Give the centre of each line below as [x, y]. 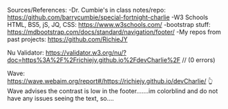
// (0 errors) [199, 60]
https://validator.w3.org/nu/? [86, 52]
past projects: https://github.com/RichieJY [67, 39]
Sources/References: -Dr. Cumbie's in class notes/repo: [86, 10]
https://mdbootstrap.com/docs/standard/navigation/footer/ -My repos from [114, 32]
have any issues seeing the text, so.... [60, 98]
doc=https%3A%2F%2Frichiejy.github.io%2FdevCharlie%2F [94, 60]
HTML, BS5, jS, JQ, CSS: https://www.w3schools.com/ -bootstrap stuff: [109, 24]
